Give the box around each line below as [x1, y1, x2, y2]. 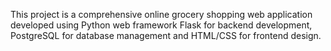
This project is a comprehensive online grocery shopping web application [10, 9, 313, 20]
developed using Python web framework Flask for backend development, [10, 19, 313, 31]
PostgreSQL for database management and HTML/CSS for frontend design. [10, 30, 322, 41]
